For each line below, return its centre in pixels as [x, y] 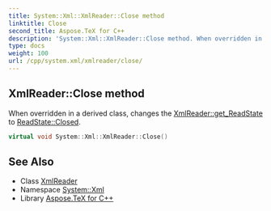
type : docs [27, 46]
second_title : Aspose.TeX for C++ [67, 31]
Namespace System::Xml [62, 190]
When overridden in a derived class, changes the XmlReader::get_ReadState [135, 113]
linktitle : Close [38, 23]
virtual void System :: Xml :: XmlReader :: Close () [88, 137]
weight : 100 [28, 53]
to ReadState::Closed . [44, 121]
